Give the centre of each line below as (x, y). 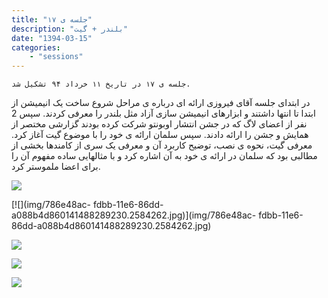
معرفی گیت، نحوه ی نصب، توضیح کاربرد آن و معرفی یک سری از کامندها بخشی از (162, 145)
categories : (36, 47)
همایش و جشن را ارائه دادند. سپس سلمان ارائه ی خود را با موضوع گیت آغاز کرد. (160, 135)
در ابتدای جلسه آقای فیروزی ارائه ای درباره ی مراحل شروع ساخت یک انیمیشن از (161, 103)
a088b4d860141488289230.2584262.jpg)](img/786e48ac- (134, 215)
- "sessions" (56, 57)
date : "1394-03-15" (52, 38)
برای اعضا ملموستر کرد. (56, 167)
